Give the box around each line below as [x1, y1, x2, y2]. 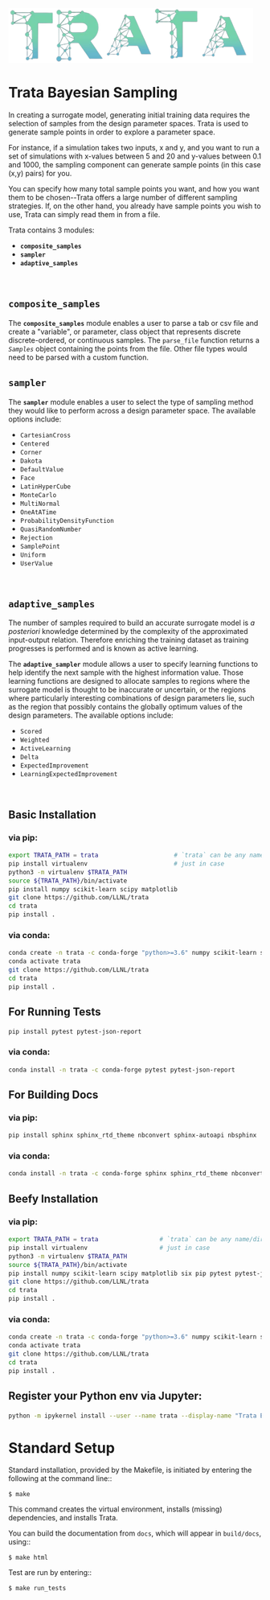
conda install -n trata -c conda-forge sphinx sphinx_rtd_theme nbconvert [8, 1170, 264, 1178]
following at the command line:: [8, 1474, 112, 1483]
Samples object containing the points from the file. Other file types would [8, 343, 247, 353]
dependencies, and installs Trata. [8, 1513, 118, 1523]
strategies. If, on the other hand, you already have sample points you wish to [8, 201, 261, 211]
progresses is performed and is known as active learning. [8, 644, 199, 653]
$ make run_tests [8, 1585, 67, 1593]
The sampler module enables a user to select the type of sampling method [8, 397, 254, 406]
